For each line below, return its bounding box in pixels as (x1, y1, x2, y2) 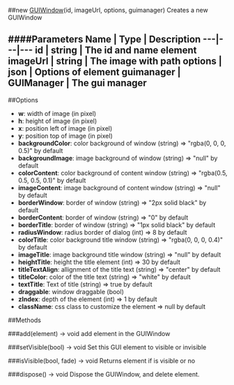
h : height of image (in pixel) (17, 117, 97, 125)
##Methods (8, 316, 41, 324)
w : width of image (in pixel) (17, 109, 97, 117)
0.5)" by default (17, 146, 63, 154)
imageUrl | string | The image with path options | (8, 55, 222, 67)
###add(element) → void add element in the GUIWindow (8, 329, 171, 337)
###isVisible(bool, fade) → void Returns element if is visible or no (8, 356, 196, 365)
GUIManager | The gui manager (8, 77, 147, 89)
